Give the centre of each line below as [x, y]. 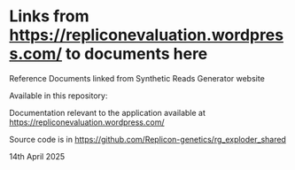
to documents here [136, 54]
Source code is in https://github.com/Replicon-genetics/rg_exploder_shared [147, 139]
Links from [49, 16]
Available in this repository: [58, 96]
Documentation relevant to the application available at [108, 112]
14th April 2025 [37, 156]
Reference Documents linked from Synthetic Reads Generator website [137, 78]
